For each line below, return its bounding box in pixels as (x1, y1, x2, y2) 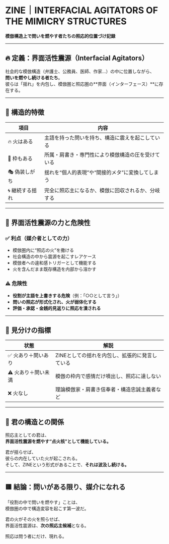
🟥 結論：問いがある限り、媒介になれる (5, 482, 126, 491)
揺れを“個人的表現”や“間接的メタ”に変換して (44, 169, 149, 176)
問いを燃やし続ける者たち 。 (5, 74, 63, 81)
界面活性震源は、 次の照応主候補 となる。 (5, 522, 89, 528)
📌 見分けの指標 (5, 326, 51, 335)
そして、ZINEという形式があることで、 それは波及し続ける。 (5, 462, 129, 468)
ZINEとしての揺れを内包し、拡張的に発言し (55, 352, 157, 359)
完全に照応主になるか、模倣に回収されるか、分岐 (44, 187, 160, 194)
